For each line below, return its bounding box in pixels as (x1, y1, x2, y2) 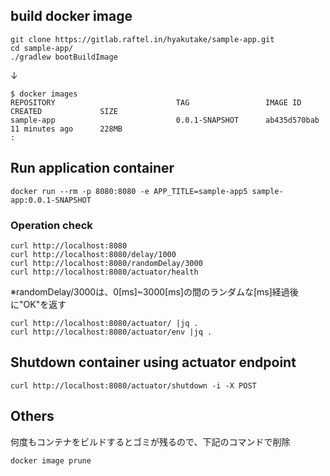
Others (10, 408, 55, 425)
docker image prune (10, 455, 92, 466)
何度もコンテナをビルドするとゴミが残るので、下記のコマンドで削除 (10, 435, 291, 448)
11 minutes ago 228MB (10, 124, 123, 134)
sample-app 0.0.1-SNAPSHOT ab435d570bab (10, 115, 320, 125)
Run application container (10, 160, 175, 177)
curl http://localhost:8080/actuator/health (10, 267, 199, 277)
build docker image (10, 8, 133, 25)
